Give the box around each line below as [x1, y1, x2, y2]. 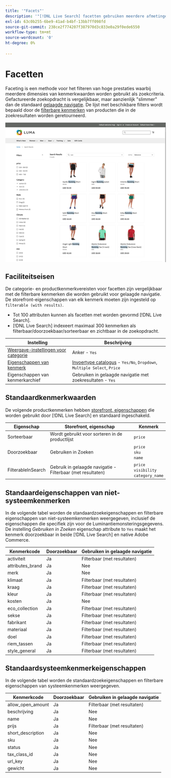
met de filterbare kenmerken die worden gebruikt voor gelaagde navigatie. [5, 291, 161, 298]
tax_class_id [7, 751, 33, 757]
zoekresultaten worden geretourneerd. [5, 112, 87, 118]
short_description [7, 730, 44, 736]
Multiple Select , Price [72, 365, 121, 371]
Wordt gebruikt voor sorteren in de [50, 431, 123, 437]
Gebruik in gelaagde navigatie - [50, 464, 117, 470]
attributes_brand [7, 563, 42, 569]
